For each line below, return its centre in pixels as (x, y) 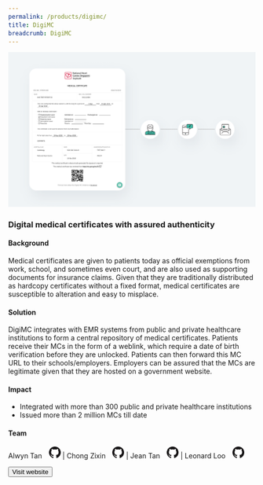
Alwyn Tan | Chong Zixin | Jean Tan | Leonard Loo (117, 455)
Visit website (30, 472)
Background (29, 243)
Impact (20, 389)
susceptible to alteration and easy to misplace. (84, 294)
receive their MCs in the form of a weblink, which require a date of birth (124, 347)
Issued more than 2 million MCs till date (83, 415)
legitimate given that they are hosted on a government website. (110, 371)
